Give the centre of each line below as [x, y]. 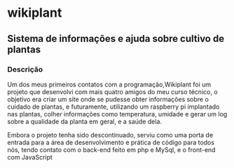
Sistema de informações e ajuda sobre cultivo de [116, 39]
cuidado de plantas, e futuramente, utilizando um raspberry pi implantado [113, 107]
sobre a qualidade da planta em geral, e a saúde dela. [85, 121]
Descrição [25, 69]
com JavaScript [30, 157]
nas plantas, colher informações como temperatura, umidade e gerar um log [117, 114]
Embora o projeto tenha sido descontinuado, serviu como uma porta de [110, 135]
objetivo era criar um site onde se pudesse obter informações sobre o [108, 99]
